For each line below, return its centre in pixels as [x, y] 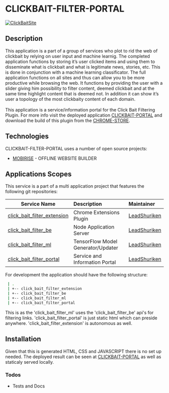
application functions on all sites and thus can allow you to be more [75, 77]
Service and [88, 256]
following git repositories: [31, 192]
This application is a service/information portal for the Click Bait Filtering [80, 109]
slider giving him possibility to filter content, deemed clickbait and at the [80, 88]
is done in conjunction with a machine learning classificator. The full [75, 72]
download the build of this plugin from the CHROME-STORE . [68, 120]
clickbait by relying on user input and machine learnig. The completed [77, 56]
